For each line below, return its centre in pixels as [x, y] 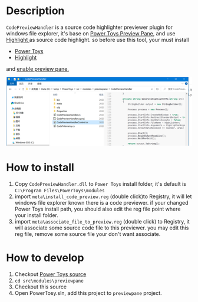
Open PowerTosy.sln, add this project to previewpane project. [88, 293]
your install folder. [37, 215]
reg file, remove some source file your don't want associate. [88, 234]
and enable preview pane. [38, 68]
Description [35, 11]
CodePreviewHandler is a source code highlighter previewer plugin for [89, 27]
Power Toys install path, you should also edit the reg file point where [98, 209]
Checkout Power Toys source [50, 274]
